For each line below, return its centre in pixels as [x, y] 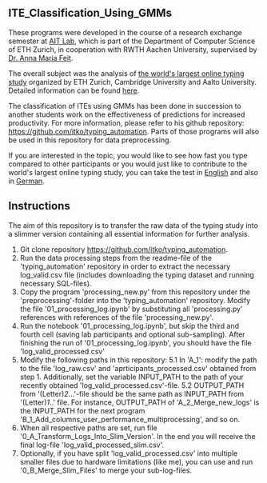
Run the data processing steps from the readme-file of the [116, 257]
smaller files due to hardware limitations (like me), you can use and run [136, 461]
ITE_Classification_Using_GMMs [90, 13]
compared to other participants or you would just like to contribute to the [128, 164]
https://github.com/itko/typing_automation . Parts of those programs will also [134, 131]
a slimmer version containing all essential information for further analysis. [129, 234]
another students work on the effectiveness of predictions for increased [127, 114]
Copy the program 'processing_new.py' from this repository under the [135, 292]
